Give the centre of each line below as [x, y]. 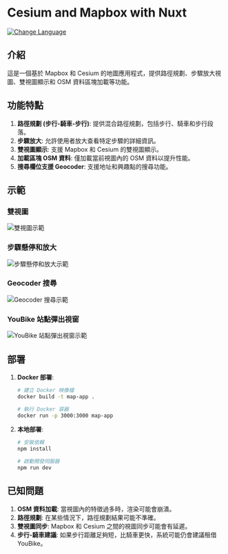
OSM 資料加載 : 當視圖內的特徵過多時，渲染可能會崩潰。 [96, 509]
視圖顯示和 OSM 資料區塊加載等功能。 [79, 81]
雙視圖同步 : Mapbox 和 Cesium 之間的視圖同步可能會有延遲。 [104, 526]
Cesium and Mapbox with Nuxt [97, 13]
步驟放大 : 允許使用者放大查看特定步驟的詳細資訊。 [88, 141]
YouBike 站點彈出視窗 [43, 319]
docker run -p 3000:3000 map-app [65, 415]
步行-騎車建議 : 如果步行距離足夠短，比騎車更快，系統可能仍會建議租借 [117, 535]
